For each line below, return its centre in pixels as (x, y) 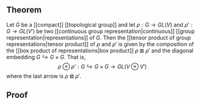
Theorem (24, 10)
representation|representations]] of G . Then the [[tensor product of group (99, 37)
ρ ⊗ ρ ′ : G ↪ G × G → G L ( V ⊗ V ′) (102, 66)
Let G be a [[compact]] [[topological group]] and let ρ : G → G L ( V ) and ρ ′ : (100, 24)
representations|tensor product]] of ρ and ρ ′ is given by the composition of (100, 44)
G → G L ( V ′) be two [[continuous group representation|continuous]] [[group (100, 31)
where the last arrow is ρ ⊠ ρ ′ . (44, 76)
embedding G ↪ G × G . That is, (46, 57)
